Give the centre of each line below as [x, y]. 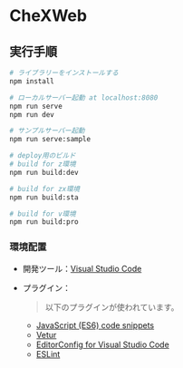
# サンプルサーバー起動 [47, 131]
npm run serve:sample [50, 140]
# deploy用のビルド [43, 156]
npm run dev [32, 114]
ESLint [48, 353]
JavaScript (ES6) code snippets [95, 325]
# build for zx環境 [45, 189]
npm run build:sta [44, 197]
